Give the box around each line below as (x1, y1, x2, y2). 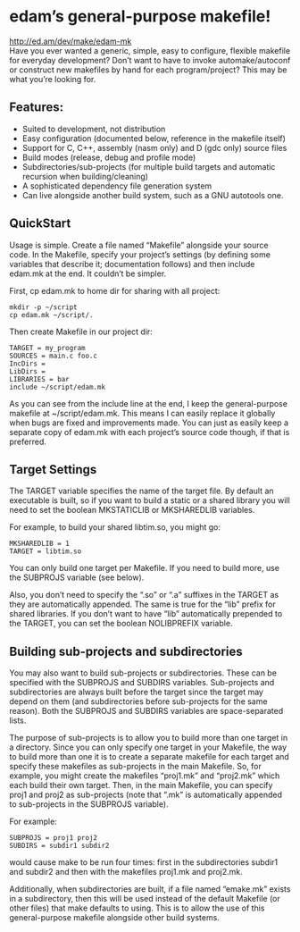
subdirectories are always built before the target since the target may (9, 686, 263, 698)
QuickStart (9, 216, 71, 231)
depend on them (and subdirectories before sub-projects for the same (9, 696, 268, 707)
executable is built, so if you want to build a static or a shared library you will (9, 495, 290, 506)
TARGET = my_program (9, 343, 87, 352)
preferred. (9, 436, 47, 447)
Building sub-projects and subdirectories (9, 643, 243, 659)
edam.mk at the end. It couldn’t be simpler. (9, 268, 167, 279)
